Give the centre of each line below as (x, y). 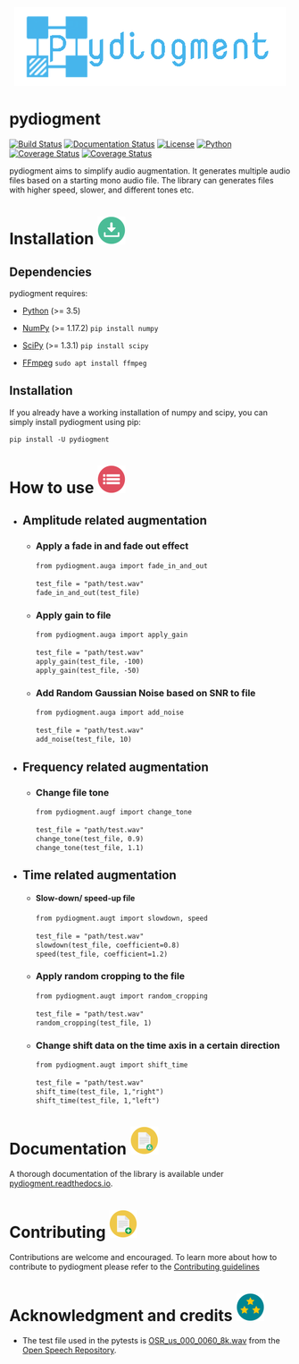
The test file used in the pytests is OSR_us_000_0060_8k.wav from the (151, 1340)
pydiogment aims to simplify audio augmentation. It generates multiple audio (150, 170)
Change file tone (72, 792)
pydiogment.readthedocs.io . (61, 1183)
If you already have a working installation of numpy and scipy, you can (138, 412)
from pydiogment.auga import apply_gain (112, 635)
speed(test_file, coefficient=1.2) (101, 954)
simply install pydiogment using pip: (75, 422)
